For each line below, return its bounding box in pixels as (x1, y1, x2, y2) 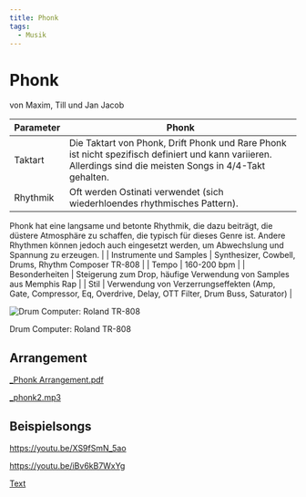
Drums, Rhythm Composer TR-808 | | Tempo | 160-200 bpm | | (9, 259, 246, 270)
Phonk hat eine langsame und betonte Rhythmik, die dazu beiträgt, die (9, 221, 273, 232)
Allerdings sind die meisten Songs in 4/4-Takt (68, 160, 266, 172)
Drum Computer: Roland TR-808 (9, 324, 132, 335)
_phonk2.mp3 (9, 392, 62, 403)
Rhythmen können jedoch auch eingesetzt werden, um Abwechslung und (9, 240, 284, 251)
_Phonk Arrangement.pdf (9, 375, 105, 386)
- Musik (17, 30, 47, 39)
